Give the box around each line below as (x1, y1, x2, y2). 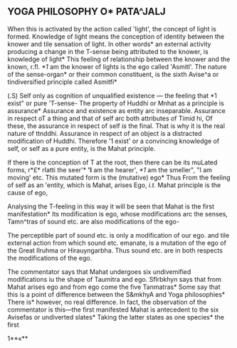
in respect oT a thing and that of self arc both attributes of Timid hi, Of (7, 114, 213, 122)
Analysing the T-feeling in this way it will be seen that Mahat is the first (7, 202, 215, 211)
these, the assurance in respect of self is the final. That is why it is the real (7, 121, 226, 130)
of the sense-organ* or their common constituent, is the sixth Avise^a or (7, 70, 219, 78)
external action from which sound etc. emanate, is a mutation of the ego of (7, 238, 226, 247)
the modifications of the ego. (7, 253, 93, 262)
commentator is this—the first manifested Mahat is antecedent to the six (7, 305, 219, 314)
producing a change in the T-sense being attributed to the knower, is (7, 47, 209, 56)
